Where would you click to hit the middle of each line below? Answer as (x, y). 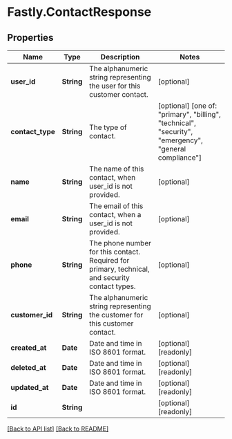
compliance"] (180, 158)
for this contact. (115, 252)
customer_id (32, 315)
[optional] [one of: (187, 106)
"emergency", (181, 140)
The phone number (120, 243)
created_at (29, 348)
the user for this (115, 86)
